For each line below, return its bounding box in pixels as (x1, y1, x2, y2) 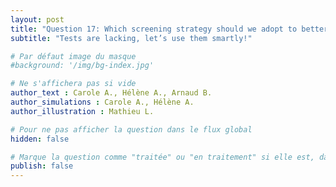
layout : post (10, 14, 65, 25)
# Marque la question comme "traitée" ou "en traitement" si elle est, (10, 152, 315, 162)
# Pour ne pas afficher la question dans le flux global (10, 124, 253, 135)
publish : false (10, 161, 74, 171)
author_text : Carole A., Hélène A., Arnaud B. (10, 88, 213, 98)
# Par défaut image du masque (10, 51, 137, 61)
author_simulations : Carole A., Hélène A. (10, 97, 195, 107)
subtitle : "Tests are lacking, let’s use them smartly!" (10, 33, 253, 43)
